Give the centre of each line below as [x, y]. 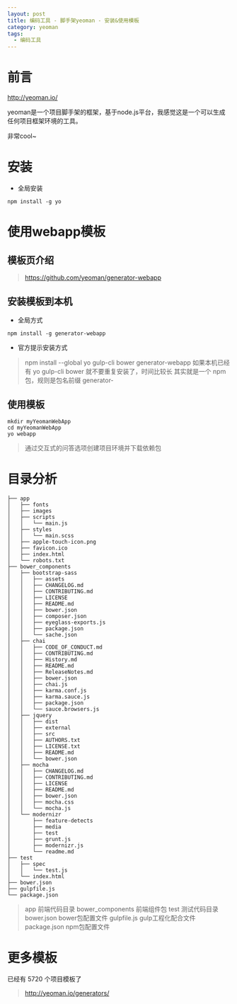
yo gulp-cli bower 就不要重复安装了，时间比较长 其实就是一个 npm [129, 371]
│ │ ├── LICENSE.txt [44, 746]
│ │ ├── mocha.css [41, 802]
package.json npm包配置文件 [67, 926]
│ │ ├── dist [33, 721]
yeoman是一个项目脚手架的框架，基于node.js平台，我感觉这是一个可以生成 [116, 112]
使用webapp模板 [57, 232]
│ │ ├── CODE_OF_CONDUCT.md [55, 647]
